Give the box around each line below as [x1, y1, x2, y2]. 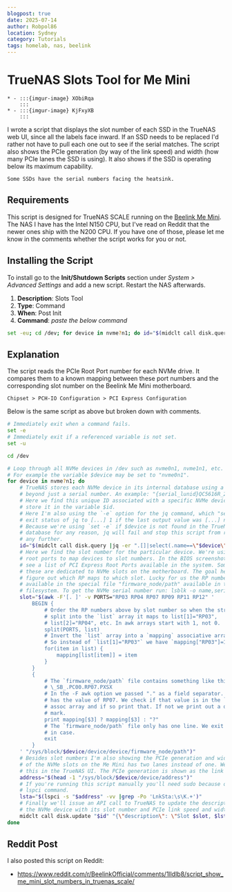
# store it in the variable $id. [19, 503, 116, 510]
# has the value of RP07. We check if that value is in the [43, 697, 221, 704]
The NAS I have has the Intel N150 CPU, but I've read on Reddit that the [7, 220, 210, 229]
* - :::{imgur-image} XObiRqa [7, 95, 95, 102]
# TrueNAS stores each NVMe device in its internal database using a [19, 484, 224, 492]
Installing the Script [7, 255, 93, 267]
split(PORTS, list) [43, 626, 100, 633]
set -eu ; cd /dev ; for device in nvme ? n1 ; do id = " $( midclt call [7, 330, 196, 337]
